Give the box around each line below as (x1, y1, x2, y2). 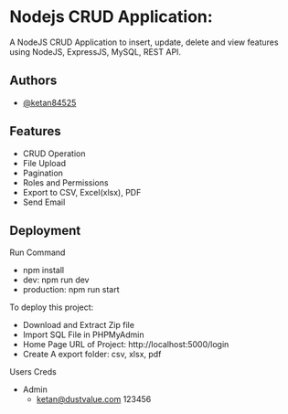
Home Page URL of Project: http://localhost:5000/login (22, 339, 229, 350)
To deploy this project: (9, 302, 94, 313)
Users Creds (9, 366, 57, 377)
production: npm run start (22, 284, 121, 295)
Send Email (22, 196, 66, 207)
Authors (9, 73, 58, 89)
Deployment (9, 222, 81, 239)
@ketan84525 (22, 97, 77, 108)
